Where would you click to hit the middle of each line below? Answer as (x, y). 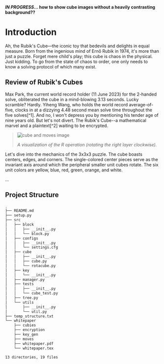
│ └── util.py (26, 312)
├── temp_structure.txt (29, 316)
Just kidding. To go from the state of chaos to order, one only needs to (77, 62)
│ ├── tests (20, 284)
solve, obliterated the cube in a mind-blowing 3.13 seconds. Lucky (72, 99)
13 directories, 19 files (31, 357)
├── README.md (20, 211)
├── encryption (29, 330)
